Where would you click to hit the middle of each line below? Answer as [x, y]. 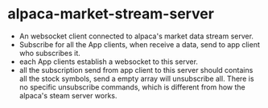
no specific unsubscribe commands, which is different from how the [132, 87]
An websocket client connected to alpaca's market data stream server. [136, 36]
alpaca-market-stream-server [111, 14]
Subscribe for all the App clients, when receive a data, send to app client [140, 44]
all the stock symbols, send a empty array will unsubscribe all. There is [136, 78]
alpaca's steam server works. [68, 95]
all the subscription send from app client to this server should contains [136, 70]
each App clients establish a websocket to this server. [109, 62]
